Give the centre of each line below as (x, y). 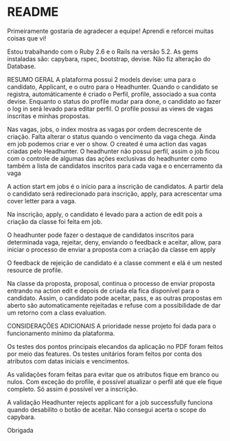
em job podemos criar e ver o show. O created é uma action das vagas (107, 144)
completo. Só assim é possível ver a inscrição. (73, 389)
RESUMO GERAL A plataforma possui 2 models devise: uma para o (102, 79)
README (33, 12)
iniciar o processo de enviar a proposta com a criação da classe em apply (112, 249)
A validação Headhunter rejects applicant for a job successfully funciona (110, 402)
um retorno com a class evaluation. (57, 313)
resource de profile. (35, 270)
